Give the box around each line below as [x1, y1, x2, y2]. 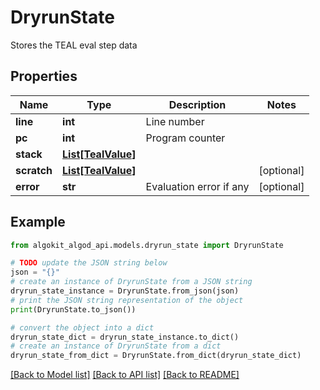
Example [10, 214, 66, 231]
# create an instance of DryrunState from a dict [10, 341, 222, 351]
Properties [10, 68, 78, 85]
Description [168, 97, 227, 111]
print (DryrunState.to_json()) [10, 304, 137, 315]
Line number [145, 114, 205, 128]
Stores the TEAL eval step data [10, 39, 138, 51]
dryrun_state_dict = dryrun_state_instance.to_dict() [10, 332, 240, 342]
